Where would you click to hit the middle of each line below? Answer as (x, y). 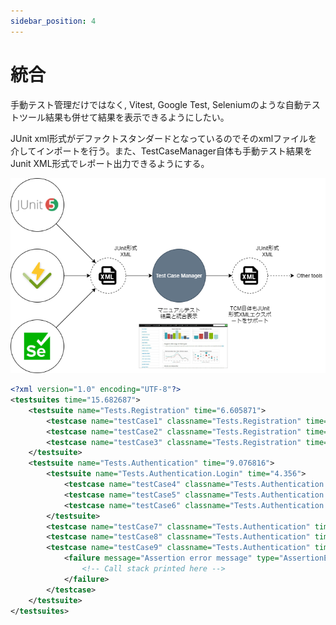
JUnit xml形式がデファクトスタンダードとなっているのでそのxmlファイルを (164, 138)
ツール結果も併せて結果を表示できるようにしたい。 (124, 117)
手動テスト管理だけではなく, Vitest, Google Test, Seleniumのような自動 (156, 104)
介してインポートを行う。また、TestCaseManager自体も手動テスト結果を (161, 151)
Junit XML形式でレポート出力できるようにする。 (110, 163)
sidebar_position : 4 (53, 21)
